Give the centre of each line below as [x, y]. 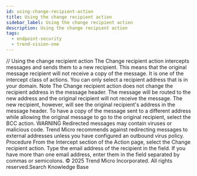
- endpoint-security [37, 39]
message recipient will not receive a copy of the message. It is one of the [95, 73]
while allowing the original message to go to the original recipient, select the [98, 117]
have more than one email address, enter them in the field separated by [93, 154]
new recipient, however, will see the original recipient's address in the [91, 104]
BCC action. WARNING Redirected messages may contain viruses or [89, 123]
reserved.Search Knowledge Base [47, 167]
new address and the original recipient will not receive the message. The [94, 98]
